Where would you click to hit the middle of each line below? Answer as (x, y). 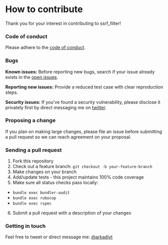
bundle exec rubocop (34, 198)
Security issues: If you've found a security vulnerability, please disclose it (83, 102)
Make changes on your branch (45, 172)
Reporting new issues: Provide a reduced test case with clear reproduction (84, 87)
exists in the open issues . (32, 77)
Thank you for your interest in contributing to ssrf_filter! (63, 23)
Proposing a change (30, 120)
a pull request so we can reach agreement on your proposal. (68, 137)
